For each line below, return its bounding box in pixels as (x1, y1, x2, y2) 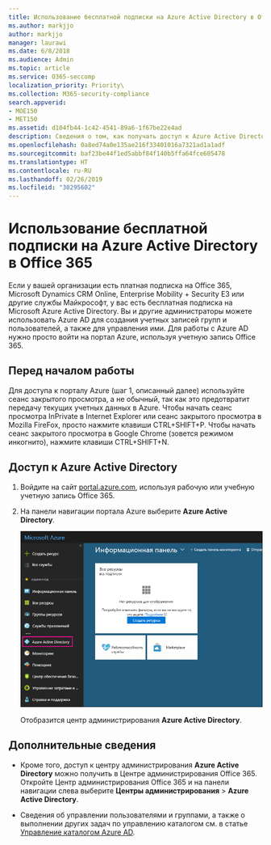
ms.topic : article (8, 65, 70, 73)
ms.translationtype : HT (8, 158, 89, 166)
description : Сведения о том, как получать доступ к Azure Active (8, 133, 236, 141)
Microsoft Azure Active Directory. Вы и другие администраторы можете (8, 306, 252, 316)
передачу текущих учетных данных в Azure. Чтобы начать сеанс (8, 403, 232, 412)
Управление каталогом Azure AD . (19, 827, 135, 837)
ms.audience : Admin (8, 56, 74, 64)
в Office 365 (8, 254, 93, 273)
